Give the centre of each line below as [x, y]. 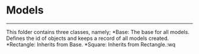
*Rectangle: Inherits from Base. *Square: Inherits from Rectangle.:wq [91, 44]
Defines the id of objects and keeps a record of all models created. [88, 38]
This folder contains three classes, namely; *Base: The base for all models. [98, 32]
